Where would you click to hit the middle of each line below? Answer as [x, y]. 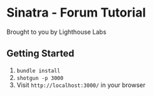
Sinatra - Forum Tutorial [76, 13]
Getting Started [40, 54]
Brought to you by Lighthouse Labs [56, 32]
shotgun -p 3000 [40, 78]
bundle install [38, 70]
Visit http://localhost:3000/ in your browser [81, 85]
